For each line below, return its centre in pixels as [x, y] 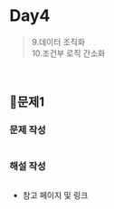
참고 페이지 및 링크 [55, 195]
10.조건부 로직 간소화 [68, 53]
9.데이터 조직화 [58, 42]
